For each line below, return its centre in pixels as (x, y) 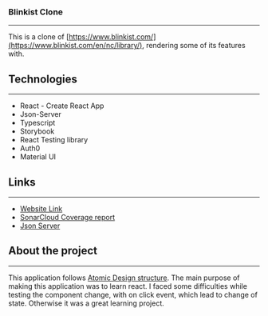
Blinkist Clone (36, 12)
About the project (53, 251)
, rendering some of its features (194, 46)
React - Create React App (62, 106)
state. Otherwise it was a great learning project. (87, 303)
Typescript (37, 123)
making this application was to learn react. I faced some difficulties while (128, 286)
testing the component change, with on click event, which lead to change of (133, 294)
